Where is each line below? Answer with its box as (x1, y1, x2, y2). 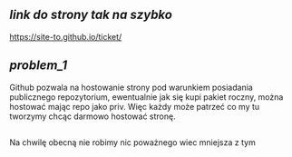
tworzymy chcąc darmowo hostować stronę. (9, 111, 176, 122)
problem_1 (9, 58, 68, 74)
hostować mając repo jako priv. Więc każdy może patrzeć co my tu (9, 101, 260, 112)
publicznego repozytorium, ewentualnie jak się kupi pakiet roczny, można (9, 91, 284, 103)
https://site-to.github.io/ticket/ (9, 31, 122, 42)
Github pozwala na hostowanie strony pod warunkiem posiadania (9, 82, 254, 93)
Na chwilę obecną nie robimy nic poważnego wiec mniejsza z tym (9, 137, 256, 148)
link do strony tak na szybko (9, 7, 172, 23)
